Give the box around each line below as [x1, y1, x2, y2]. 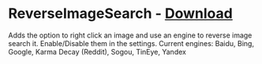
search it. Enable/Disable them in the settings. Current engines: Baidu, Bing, [8, 38, 255, 48]
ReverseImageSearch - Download [8, 5, 233, 23]
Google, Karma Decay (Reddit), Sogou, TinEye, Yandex [8, 47, 187, 56]
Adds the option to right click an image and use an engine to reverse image [8, 30, 253, 40]
